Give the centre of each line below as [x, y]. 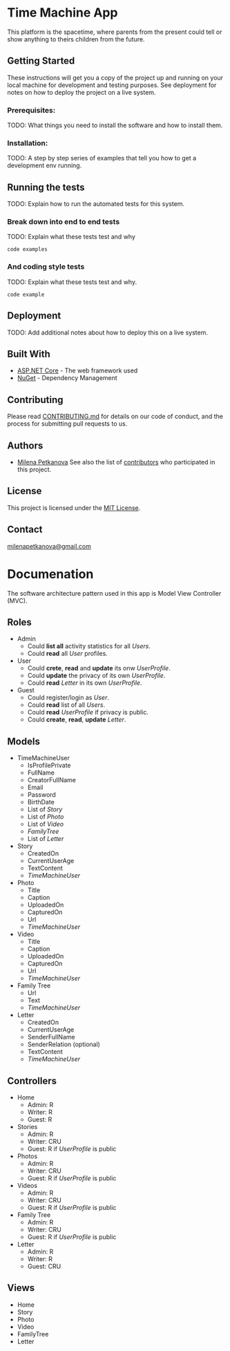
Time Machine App [63, 13]
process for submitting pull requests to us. [67, 424]
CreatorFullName [52, 780]
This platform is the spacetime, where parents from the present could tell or [115, 32]
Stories [27, 1127]
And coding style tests [46, 267]
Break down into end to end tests [64, 222]
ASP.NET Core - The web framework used [77, 370]
